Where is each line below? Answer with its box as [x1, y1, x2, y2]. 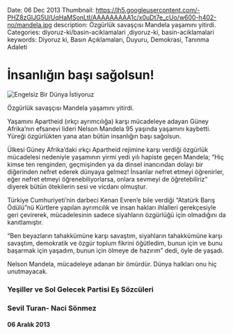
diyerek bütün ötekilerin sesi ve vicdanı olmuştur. [7, 182, 147, 191]
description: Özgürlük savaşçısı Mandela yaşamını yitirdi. [53, 21, 216, 29]
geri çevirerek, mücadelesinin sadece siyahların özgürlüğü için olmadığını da [7, 210, 226, 218]
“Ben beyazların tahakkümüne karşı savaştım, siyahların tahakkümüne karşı [7, 231, 223, 239]
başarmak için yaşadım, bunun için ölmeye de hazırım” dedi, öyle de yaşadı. [7, 246, 225, 255]
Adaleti [7, 43, 28, 51]
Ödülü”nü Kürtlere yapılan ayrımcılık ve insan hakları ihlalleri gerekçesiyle [7, 203, 217, 212]
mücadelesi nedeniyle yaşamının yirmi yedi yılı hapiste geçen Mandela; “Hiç [7, 152, 225, 161]
